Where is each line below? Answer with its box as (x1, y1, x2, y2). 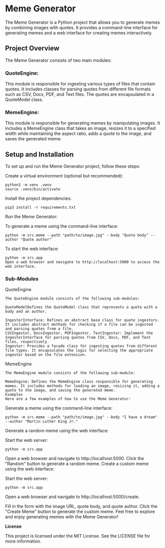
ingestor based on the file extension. (5, 352, 87, 357)
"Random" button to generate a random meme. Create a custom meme (5, 461, 149, 467)
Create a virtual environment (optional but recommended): (5, 173, 124, 179)
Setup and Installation (5, 150, 74, 159)
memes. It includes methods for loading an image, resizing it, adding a (5, 383, 160, 388)
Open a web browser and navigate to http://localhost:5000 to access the (5, 260, 160, 265)
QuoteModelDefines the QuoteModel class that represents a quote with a (5, 305, 158, 310)
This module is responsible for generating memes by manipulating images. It (5, 120, 160, 126)
